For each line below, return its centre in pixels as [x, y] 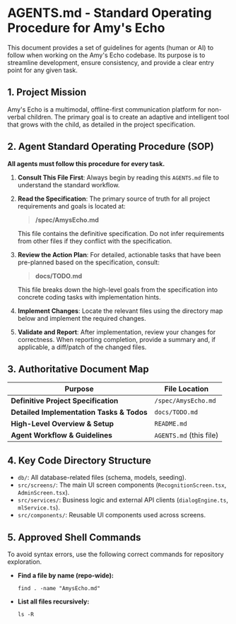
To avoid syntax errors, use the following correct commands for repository [116, 554]
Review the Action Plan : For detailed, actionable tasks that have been [119, 254]
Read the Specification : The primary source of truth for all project [114, 199]
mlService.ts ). [39, 507]
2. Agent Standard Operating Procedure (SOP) [111, 147]
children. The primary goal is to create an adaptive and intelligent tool [128, 117]
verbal [17, 117]
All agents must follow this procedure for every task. [86, 163]
